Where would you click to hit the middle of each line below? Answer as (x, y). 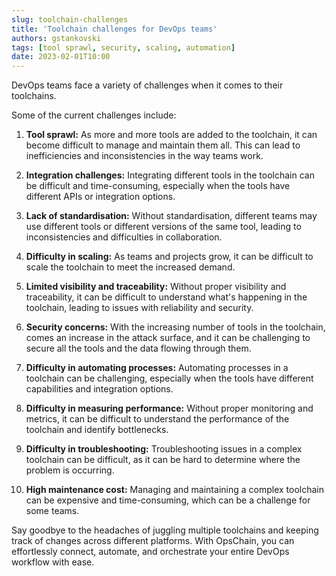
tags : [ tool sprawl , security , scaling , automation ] (123, 47)
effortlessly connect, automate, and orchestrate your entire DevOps (150, 552)
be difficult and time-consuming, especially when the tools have (158, 186)
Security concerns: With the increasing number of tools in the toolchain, (175, 327)
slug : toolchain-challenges (70, 19)
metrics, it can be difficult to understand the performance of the (157, 419)
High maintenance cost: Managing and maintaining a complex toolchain (174, 490)
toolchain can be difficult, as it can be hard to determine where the (163, 460)
